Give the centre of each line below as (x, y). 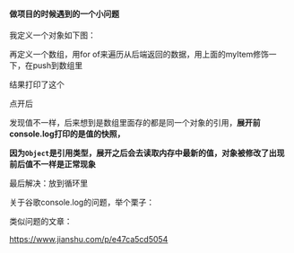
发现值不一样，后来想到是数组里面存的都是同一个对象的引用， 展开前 (135, 123)
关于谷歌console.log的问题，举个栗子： (82, 203)
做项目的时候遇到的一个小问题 (64, 13)
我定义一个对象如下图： (52, 35)
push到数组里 (58, 65)
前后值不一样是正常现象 (52, 164)
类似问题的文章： (41, 222)
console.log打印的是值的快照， (67, 134)
